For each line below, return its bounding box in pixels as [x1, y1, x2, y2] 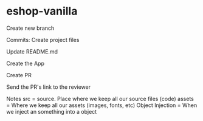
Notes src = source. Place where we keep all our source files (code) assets [6, 95, 194, 102]
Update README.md [6, 47, 58, 55]
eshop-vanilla [6, 4, 78, 18]
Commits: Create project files [6, 36, 80, 43]
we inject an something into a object [6, 108, 97, 115]
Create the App [6, 60, 44, 67]
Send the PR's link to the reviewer [6, 83, 91, 91]
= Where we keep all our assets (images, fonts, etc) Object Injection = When [6, 102, 198, 109]
